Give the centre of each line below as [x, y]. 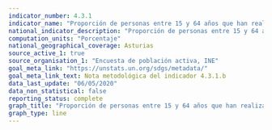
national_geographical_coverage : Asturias [81, 46]
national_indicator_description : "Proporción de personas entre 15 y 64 [134, 31]
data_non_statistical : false [57, 91]
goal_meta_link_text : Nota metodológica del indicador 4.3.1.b [117, 76]
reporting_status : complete [56, 99]
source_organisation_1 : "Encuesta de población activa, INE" [114, 61]
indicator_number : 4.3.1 [50, 16]
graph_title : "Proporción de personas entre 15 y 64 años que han [123, 106]
